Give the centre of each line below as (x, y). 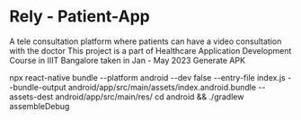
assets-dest (31, 97)
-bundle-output (38, 87)
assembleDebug (40, 106)
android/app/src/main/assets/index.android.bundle (162, 87)
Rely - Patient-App (80, 17)
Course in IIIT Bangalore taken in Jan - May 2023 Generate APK (127, 60)
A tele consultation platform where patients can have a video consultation (146, 41)
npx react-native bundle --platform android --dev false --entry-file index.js (147, 77)
